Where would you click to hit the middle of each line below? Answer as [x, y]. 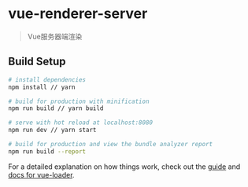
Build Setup [37, 62]
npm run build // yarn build [56, 108]
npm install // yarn [42, 87]
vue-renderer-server [78, 14]
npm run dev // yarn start [52, 130]
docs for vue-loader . [41, 174]
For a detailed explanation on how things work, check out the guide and [124, 167]
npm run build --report [47, 151]
